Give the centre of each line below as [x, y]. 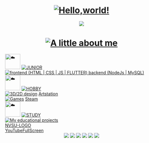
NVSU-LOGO [18, 125]
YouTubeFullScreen [24, 130]
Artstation [48, 94]
